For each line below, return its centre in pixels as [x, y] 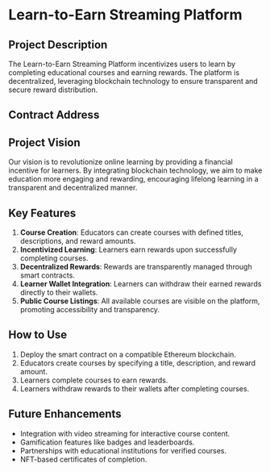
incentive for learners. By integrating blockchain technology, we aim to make [135, 170]
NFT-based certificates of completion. [83, 459]
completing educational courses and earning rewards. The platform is [124, 73]
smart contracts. [47, 275]
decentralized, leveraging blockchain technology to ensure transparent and [133, 81]
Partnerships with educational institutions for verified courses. [123, 450]
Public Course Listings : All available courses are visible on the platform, [140, 301]
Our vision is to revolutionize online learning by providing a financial [121, 162]
